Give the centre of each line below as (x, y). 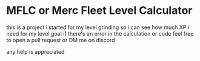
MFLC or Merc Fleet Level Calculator (99, 11)
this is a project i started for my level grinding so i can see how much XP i (98, 27)
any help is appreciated (35, 51)
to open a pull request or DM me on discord (61, 40)
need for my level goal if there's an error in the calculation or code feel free (100, 33)
